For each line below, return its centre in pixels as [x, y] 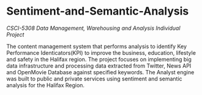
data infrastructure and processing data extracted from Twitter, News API [99, 66]
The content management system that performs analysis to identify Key [97, 46]
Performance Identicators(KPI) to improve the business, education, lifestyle [101, 52]
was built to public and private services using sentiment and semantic [94, 79]
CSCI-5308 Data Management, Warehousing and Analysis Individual [93, 28]
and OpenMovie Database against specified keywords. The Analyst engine [100, 72]
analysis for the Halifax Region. [45, 85]
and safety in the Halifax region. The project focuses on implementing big [99, 59]
